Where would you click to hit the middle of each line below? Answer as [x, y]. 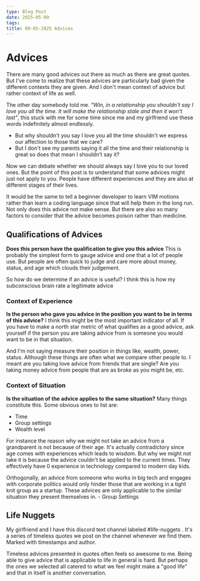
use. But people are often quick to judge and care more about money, [92, 261]
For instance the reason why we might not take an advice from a [85, 441]
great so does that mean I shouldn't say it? [67, 154]
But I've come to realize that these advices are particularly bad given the [96, 81]
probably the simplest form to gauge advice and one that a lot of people [95, 255]
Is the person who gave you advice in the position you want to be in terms [99, 314]
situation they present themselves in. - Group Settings [73, 496]
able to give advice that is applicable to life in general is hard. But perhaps [97, 560]
